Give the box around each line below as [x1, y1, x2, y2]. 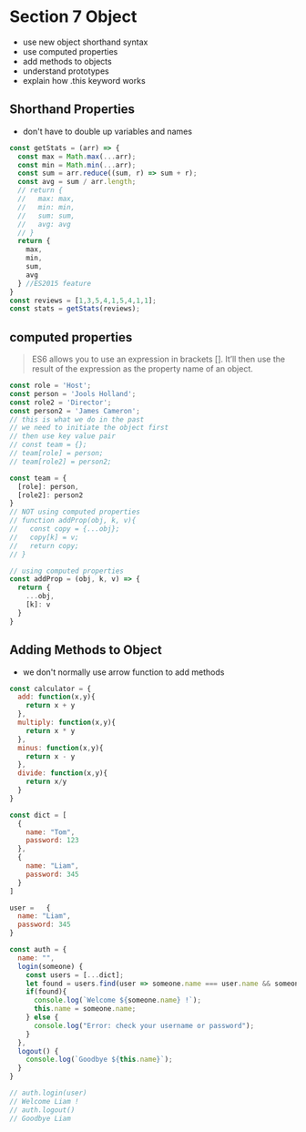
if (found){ [25, 987, 67, 996]
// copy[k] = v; [9, 533, 79, 542]
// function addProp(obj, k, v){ [9, 516, 137, 525]
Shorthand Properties [9, 102, 135, 117]
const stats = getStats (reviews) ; [9, 304, 141, 313]
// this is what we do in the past [9, 414, 145, 424]
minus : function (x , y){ [17, 743, 104, 752]
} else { [25, 1013, 59, 1022]
